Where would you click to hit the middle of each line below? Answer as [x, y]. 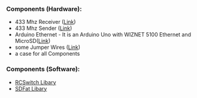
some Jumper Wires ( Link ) [48, 47]
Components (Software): [43, 69]
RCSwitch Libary [35, 82]
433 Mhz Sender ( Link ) [43, 28]
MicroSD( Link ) [33, 41]
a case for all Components [47, 54]
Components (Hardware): [44, 9]
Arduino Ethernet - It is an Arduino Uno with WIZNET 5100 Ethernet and [103, 35]
